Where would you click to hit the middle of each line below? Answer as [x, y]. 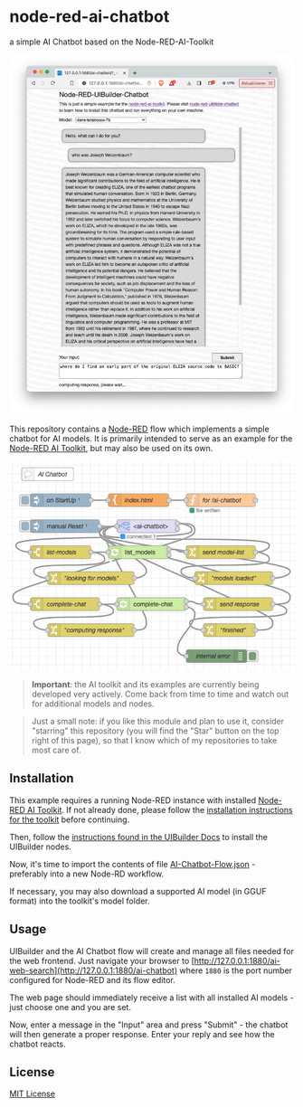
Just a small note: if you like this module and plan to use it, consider [158, 722]
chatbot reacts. [38, 1044]
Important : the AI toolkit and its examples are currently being [145, 685]
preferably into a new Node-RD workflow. [87, 874]
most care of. [56, 750]
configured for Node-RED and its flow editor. [93, 979]
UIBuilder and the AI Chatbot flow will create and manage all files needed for [152, 951]
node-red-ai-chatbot [90, 17]
